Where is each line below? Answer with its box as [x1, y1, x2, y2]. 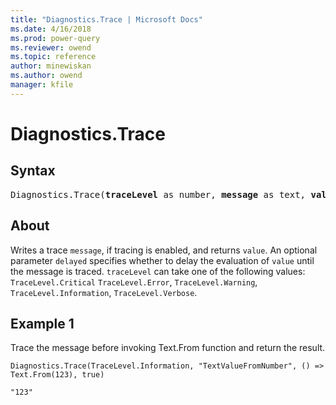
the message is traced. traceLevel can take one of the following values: [10, 265, 306, 277]
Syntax [10, 162, 56, 180]
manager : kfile [10, 80, 74, 90]
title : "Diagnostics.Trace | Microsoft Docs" [10, 14, 203, 25]
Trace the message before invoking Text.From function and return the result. [10, 342, 326, 354]
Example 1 [10, 315, 75, 332]
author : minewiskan [10, 61, 92, 71]
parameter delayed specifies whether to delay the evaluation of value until [10, 254, 315, 266]
